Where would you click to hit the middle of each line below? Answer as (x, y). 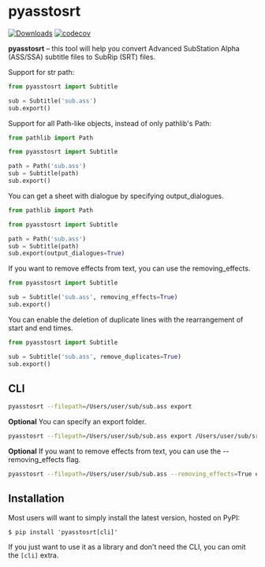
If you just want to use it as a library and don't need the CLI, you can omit (127, 546)
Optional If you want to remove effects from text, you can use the (115, 451)
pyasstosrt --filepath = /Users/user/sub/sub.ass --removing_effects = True (130, 474)
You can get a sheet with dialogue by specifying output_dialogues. (116, 196)
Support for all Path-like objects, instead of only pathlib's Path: (110, 123)
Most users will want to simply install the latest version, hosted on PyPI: (124, 517)
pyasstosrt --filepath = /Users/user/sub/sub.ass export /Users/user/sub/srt (135, 436)
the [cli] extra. (34, 555)
